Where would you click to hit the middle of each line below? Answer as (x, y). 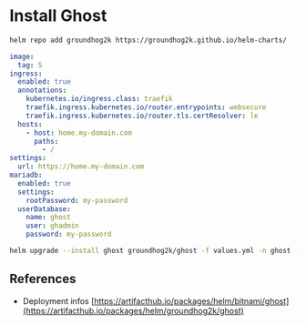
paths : (46, 141)
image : (22, 56)
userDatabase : (44, 209)
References (43, 279)
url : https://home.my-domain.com (81, 167)
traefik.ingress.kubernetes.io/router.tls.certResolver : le (142, 116)
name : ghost (48, 218)
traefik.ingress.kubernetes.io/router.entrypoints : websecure (146, 107)
